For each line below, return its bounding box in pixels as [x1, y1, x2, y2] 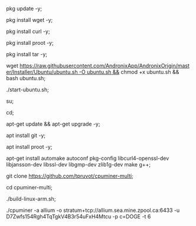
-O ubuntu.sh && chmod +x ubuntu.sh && [79, 68, 179, 76]
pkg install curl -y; [6, 28, 50, 35]
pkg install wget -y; [6, 17, 53, 23]
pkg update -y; [6, 5, 43, 12]
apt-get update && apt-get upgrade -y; [6, 120, 100, 127]
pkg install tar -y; [6, 51, 47, 58]
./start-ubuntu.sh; [6, 86, 49, 93]
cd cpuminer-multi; [6, 184, 53, 191]
